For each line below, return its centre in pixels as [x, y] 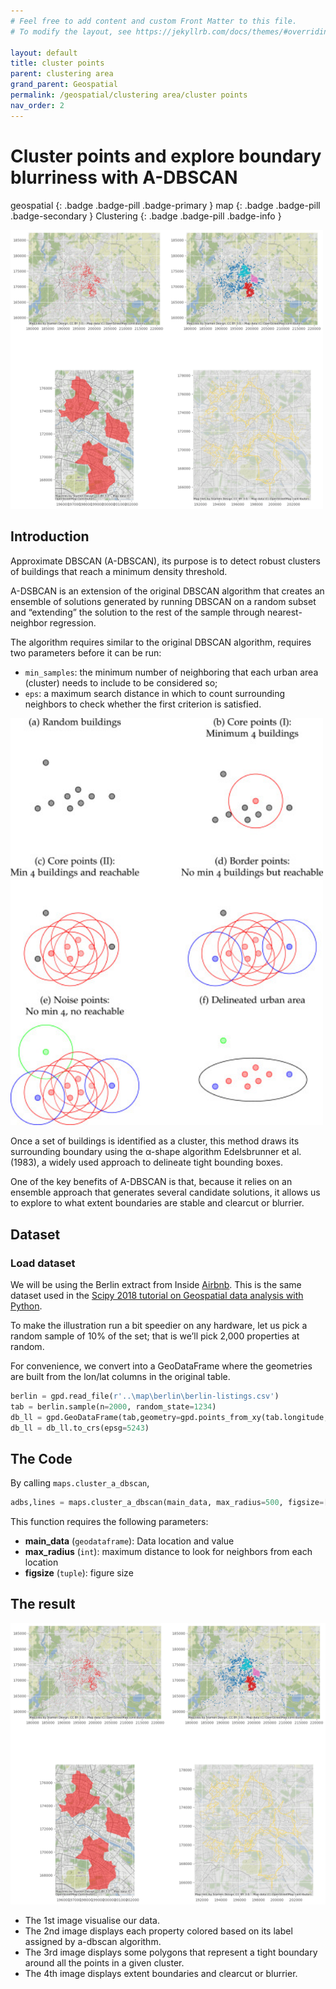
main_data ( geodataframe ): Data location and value [129, 1541]
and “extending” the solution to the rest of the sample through [138, 612]
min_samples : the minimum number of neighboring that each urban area [171, 672]
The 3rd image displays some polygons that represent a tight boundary [171, 1952]
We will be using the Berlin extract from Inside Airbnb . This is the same [156, 1284]
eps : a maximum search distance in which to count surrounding [155, 693]
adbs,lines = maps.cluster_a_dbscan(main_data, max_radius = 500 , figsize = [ [169, 1503]
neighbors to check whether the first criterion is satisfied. [143, 704]
